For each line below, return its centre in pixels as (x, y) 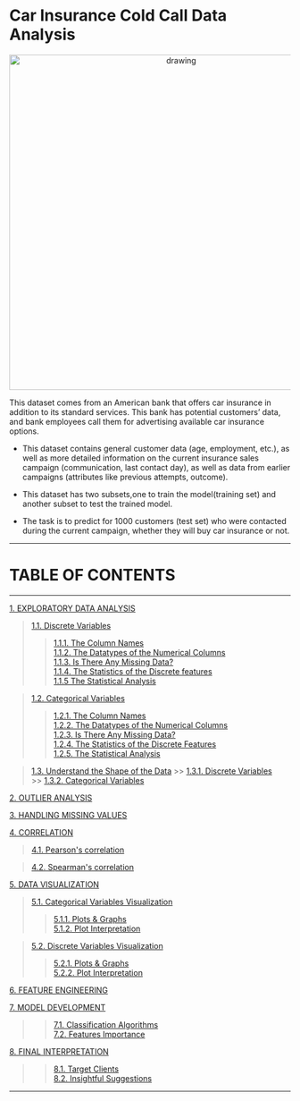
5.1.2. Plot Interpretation (97, 928)
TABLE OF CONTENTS (92, 576)
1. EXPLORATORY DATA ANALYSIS (72, 608)
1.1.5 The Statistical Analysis (104, 681)
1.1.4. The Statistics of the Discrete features (133, 671)
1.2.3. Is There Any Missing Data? (114, 734)
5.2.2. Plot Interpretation (98, 972)
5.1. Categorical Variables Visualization (102, 902)
